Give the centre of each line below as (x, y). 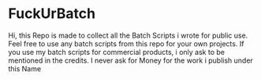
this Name (25, 68)
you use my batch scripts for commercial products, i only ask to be (116, 52)
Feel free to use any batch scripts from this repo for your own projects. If (126, 43)
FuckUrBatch (52, 14)
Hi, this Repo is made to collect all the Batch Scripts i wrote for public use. (128, 35)
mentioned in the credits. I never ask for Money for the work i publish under (131, 60)
